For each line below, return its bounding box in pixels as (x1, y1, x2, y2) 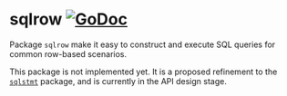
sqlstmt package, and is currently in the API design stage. (9, 75, 228, 86)
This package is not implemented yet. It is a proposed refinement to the (9, 66, 278, 77)
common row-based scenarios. (9, 48, 128, 59)
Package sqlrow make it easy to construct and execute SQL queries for (9, 39, 276, 50)
